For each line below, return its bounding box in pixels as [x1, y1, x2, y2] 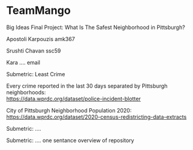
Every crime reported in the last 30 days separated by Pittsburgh [6, 82, 168, 90]
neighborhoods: [6, 88, 47, 96]
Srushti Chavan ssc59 [6, 47, 61, 54]
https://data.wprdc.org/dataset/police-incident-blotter [6, 95, 141, 102]
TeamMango [6, 4, 71, 18]
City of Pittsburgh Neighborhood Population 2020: [6, 106, 132, 114]
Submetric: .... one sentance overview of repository [6, 137, 134, 144]
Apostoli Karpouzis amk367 [6, 35, 76, 42]
